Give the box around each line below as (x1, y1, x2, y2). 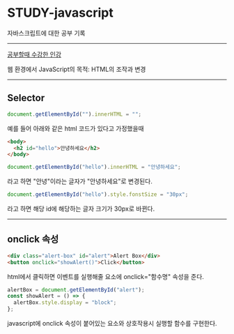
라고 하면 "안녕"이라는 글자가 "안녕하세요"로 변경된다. (7, 177, 153, 185)
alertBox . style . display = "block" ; (13, 299, 117, 306)
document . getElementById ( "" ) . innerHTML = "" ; (7, 110, 141, 118)
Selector (7, 92, 45, 104)
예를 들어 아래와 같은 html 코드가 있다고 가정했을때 (7, 124, 144, 132)
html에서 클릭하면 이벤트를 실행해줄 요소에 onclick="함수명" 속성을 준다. (7, 272, 204, 280)
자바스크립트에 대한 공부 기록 (7, 29, 86, 37)
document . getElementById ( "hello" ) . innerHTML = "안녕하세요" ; (7, 164, 181, 171)
